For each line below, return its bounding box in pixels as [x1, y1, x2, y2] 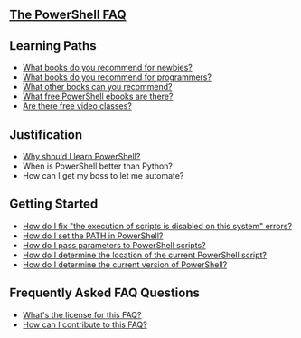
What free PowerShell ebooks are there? [22, 91, 174, 102]
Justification [9, 127, 83, 142]
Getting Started [9, 197, 99, 212]
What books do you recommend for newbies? [22, 63, 193, 73]
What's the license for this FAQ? [22, 309, 142, 320]
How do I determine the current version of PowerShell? [22, 258, 228, 270]
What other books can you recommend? [22, 82, 173, 92]
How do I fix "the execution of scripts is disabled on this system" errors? [22, 220, 292, 231]
